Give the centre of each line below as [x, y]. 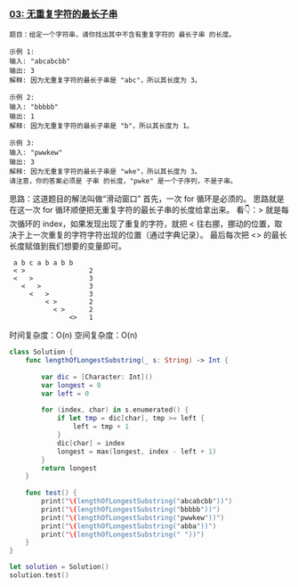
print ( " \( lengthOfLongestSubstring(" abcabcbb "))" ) [137, 501]
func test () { [51, 493]
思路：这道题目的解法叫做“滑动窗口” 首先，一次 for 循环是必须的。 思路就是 [147, 199]
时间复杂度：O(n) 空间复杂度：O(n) [73, 335]
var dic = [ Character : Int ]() [97, 377]
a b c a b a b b [43, 263]
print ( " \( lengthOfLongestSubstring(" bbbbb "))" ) [131, 510]
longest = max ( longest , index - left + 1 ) [137, 452]
